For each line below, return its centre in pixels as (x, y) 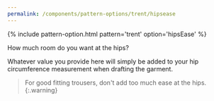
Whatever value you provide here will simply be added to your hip (103, 61)
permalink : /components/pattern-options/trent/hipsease (91, 14)
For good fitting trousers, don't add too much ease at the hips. (116, 83)
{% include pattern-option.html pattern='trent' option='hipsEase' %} (107, 34)
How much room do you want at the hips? (68, 47)
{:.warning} (41, 90)
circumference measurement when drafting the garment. (90, 69)
